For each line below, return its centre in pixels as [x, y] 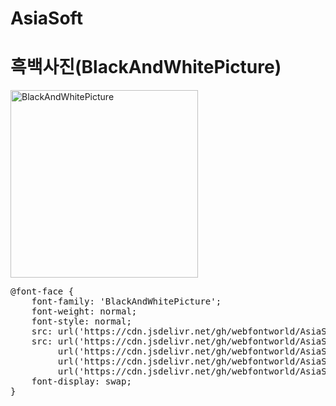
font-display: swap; [81, 381]
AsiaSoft [46, 18]
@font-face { [42, 291]
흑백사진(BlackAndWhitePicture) [146, 67]
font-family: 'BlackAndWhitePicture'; [126, 301]
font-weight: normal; [84, 311]
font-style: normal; [81, 321]
